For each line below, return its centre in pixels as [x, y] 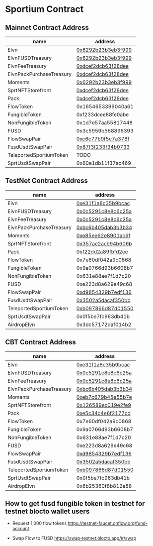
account [21, 529]
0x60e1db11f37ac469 [104, 163]
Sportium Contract [44, 9]
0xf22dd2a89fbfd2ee [102, 251]
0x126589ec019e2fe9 [104, 405]
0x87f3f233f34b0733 [103, 147]
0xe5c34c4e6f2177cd [103, 413]
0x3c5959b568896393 [105, 131]
